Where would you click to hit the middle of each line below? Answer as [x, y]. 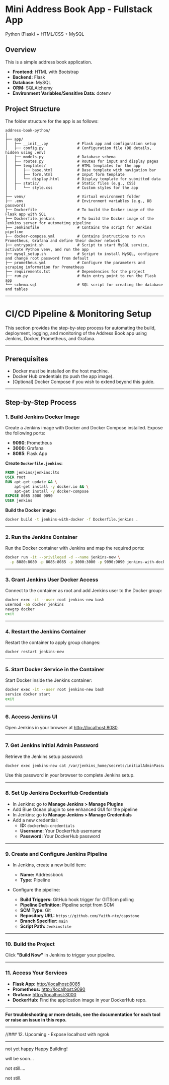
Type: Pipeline [35, 880]
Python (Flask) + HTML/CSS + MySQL [45, 34]
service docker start [28, 694]
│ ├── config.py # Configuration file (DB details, [78, 148]
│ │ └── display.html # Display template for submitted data [83, 179]
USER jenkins [19, 501]
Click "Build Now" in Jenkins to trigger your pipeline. [60, 955]
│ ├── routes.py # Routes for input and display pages [82, 161]
